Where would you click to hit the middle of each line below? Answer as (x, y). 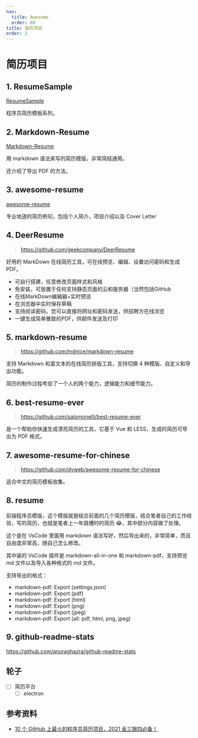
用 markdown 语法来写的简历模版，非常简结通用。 (67, 158)
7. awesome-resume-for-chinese (68, 455)
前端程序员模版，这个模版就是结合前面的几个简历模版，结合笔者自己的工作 (96, 515)
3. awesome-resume (45, 190)
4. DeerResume (35, 235)
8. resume (25, 500)
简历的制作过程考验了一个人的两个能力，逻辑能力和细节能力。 (81, 384)
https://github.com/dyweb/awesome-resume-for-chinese (90, 469)
